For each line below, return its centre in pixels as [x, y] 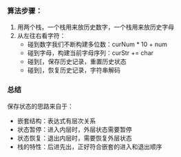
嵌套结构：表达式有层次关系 [56, 121]
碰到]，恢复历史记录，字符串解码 [74, 70]
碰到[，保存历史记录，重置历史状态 [77, 62]
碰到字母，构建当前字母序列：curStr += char [90, 53]
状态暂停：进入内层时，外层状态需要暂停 [74, 129]
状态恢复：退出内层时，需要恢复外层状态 [74, 138]
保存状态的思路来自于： [40, 106]
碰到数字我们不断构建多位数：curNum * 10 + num [97, 44]
